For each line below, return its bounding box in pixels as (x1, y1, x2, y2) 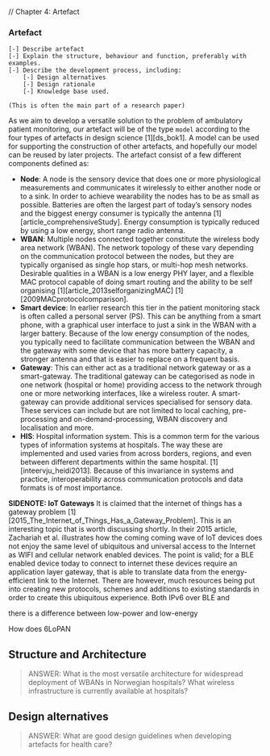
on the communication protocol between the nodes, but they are (19, 252, 235, 261)
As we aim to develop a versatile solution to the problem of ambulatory (8, 116, 243, 126)
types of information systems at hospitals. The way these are (19, 440, 223, 450)
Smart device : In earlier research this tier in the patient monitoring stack (19, 303, 260, 313)
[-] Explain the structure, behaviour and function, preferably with (8, 52, 247, 61)
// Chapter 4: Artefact (8, 7, 80, 16)
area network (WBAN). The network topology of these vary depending (19, 243, 254, 253)
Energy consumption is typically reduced (123, 217, 260, 227)
